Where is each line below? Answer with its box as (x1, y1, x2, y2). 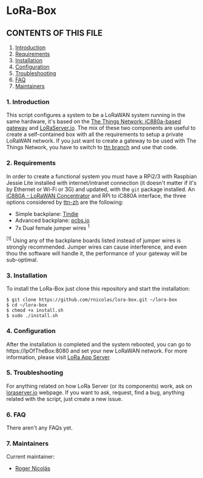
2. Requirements (6, 159, 56, 167)
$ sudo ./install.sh (6, 313, 59, 319)
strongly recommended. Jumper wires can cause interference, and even (6, 243, 187, 251)
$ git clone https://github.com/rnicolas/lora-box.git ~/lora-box (6, 297, 178, 303)
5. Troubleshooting (6, 368, 64, 377)
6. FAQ (6, 410, 26, 419)
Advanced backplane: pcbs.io (15, 217, 90, 224)
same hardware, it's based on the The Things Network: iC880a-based (6, 118, 181, 125)
